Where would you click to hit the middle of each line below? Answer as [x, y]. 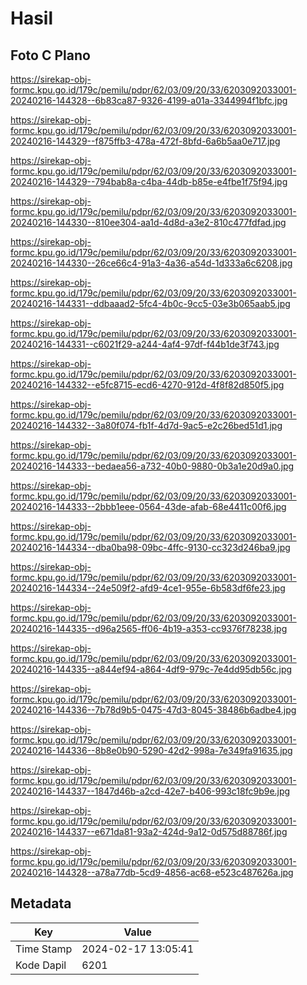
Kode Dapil [41, 965]
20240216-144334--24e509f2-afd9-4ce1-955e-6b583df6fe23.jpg [148, 588]
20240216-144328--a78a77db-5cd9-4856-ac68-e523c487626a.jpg [152, 872]
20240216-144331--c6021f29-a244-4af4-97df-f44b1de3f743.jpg [145, 344]
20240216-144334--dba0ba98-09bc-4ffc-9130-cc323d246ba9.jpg [150, 547]
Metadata [41, 903]
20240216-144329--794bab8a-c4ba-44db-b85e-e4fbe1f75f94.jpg [149, 181]
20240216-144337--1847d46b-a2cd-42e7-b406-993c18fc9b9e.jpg [150, 791]
